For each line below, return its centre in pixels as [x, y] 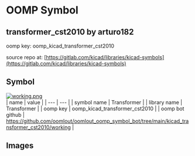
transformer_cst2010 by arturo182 [70, 32]
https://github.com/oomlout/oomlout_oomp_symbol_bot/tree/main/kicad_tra [97, 121]
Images [20, 146]
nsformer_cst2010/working [39, 127]
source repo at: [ [26, 57]
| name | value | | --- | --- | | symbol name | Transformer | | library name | [94, 102]
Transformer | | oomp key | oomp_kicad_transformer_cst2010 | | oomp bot [95, 108]
